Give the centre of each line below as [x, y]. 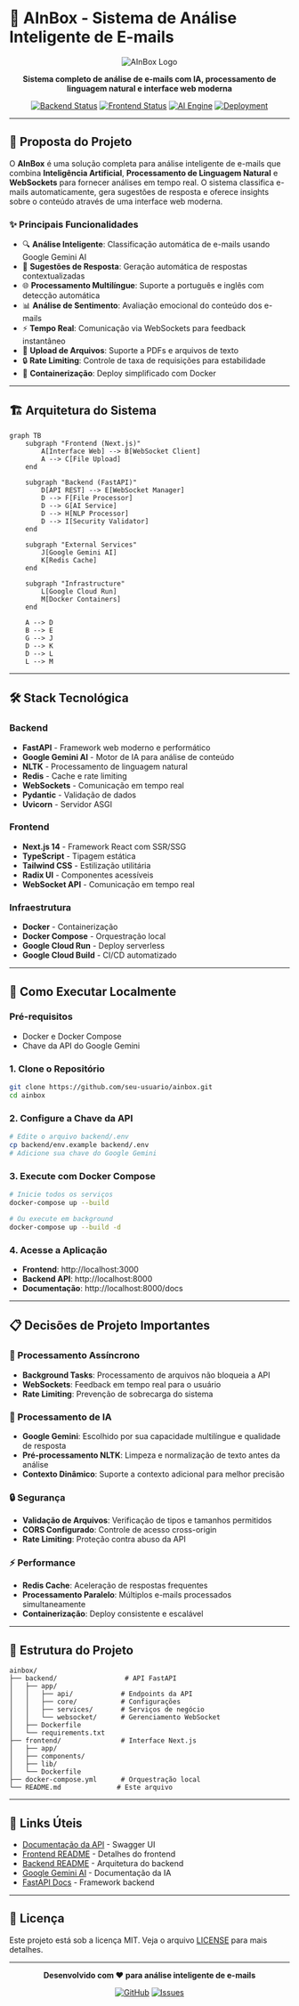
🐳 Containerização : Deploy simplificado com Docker [119, 374]
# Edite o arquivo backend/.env [69, 1137]
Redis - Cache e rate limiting [74, 776]
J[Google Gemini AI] [79, 552]
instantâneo [44, 341]
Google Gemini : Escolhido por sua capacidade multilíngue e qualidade [151, 1436]
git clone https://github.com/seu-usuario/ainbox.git [111, 1088]
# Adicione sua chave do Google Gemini [83, 1153]
